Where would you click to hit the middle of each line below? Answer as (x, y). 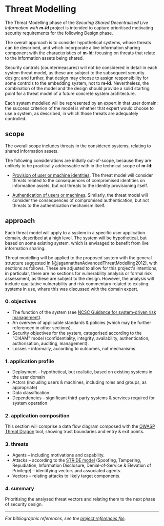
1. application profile (30, 361)
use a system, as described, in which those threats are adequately (72, 113)
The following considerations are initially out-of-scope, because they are (78, 160)
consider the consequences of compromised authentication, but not (81, 200)
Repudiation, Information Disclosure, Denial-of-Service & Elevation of (82, 465)
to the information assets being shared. (44, 58)
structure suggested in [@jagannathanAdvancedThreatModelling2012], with (81, 263)
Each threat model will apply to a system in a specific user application (75, 232)
